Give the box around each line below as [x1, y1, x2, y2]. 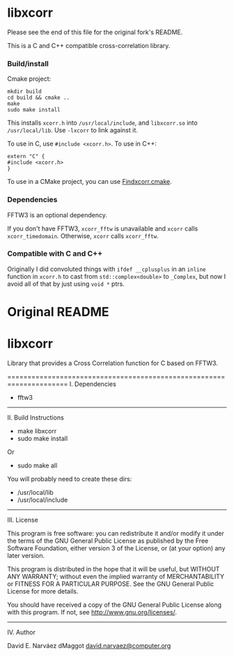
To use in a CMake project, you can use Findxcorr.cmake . [7, 178, 172, 186]
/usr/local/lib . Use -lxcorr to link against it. [7, 126, 138, 134]
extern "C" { [7, 153, 45, 160]
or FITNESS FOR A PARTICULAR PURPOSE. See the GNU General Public [7, 580, 214, 588]
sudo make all [17, 461, 58, 470]
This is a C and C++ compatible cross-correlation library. [7, 41, 171, 49]
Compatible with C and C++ [7, 249, 103, 258]
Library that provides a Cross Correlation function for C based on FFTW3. [7, 359, 218, 367]
